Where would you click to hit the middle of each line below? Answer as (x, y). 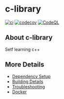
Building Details (28, 82)
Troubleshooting (28, 86)
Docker (19, 92)
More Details (25, 65)
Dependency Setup (31, 76)
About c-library (29, 38)
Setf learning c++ (23, 49)
